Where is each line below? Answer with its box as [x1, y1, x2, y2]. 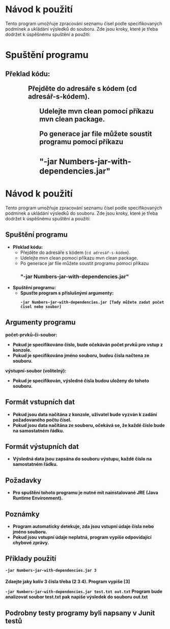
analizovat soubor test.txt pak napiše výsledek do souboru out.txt [5, 594, 148, 600]
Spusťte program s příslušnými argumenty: [20, 290, 114, 296]
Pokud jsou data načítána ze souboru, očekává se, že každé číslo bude [12, 422, 165, 428]
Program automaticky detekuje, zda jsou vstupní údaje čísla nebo [12, 523, 154, 530]
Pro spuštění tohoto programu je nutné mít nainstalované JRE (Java [12, 490, 159, 496]
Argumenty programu [5, 318, 76, 327]
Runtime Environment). [12, 495, 63, 501]
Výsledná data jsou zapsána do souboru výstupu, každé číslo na [12, 456, 152, 462]
